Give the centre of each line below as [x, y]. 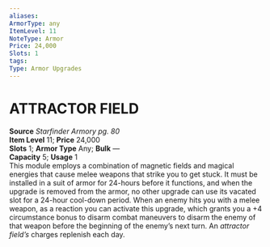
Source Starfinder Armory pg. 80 [65, 131]
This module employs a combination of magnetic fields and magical [122, 165]
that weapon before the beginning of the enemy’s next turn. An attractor [129, 226]
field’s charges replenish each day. [67, 234]
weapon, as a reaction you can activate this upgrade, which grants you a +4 [136, 208]
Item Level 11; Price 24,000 [55, 139]
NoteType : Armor [36, 38]
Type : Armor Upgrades [46, 69]
